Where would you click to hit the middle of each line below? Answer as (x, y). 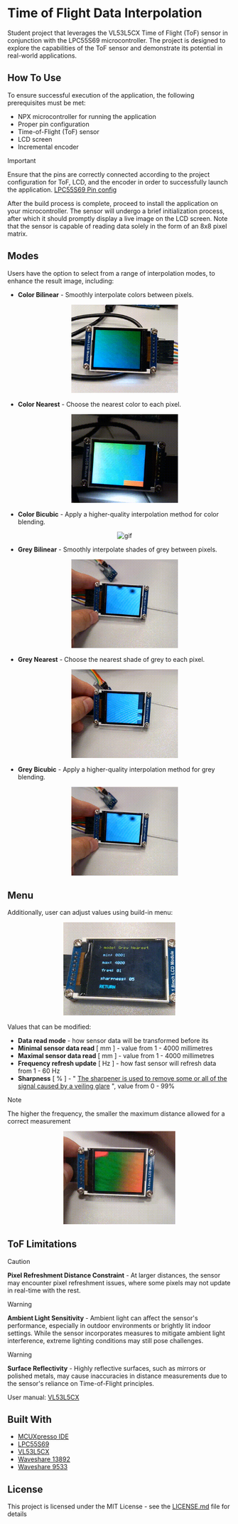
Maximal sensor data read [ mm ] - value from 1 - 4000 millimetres (116, 1056)
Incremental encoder (48, 147)
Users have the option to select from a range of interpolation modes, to (111, 273)
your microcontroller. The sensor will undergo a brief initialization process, (116, 211)
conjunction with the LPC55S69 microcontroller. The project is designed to (117, 40)
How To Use (34, 78)
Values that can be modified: (49, 1027)
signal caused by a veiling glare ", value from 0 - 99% (96, 1086)
